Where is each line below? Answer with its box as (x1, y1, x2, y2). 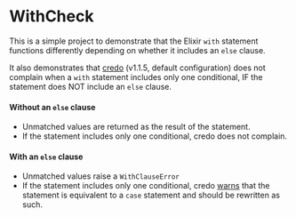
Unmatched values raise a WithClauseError (21, 171, 180, 181)
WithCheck (9, 6, 94, 27)
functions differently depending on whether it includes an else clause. (9, 44, 266, 55)
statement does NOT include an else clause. (9, 81, 172, 92)
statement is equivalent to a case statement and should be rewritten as (21, 189, 280, 201)
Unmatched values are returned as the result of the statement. (21, 122, 251, 133)
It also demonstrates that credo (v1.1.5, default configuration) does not (9, 62, 267, 73)
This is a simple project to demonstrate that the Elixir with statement (9, 36, 259, 46)
